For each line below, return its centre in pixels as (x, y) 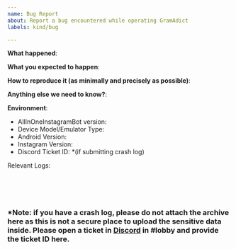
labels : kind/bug (33, 27)
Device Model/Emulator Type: (61, 129)
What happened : (33, 53)
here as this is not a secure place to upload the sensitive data (114, 221)
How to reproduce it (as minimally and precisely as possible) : (99, 81)
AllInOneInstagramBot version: (62, 122)
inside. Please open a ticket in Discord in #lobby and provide (113, 231)
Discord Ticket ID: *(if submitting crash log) (81, 152)
